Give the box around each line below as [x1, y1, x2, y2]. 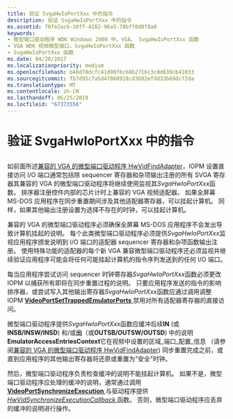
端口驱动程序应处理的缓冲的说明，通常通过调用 [7, 378, 141, 387]
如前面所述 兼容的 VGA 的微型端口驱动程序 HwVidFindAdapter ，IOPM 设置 [7, 162, 219, 171]
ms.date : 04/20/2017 [7, 56, 67, 63]
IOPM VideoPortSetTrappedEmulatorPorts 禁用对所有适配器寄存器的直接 [7, 296, 219, 305]
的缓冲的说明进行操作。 [7, 404, 74, 413]
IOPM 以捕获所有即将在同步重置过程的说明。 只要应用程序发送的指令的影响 [7, 279, 221, 287]
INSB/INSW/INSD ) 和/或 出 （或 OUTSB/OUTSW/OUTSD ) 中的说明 [7, 328, 193, 337]
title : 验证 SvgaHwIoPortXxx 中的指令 [7, 10, 113, 17]
